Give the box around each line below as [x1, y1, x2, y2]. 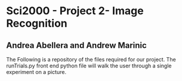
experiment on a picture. [6, 69, 67, 75]
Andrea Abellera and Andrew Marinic [6, 40, 147, 50]
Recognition [6, 17, 67, 30]
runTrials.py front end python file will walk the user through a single [6, 62, 172, 69]
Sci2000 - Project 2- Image [6, 4, 144, 18]
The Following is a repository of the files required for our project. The [6, 56, 176, 63]
